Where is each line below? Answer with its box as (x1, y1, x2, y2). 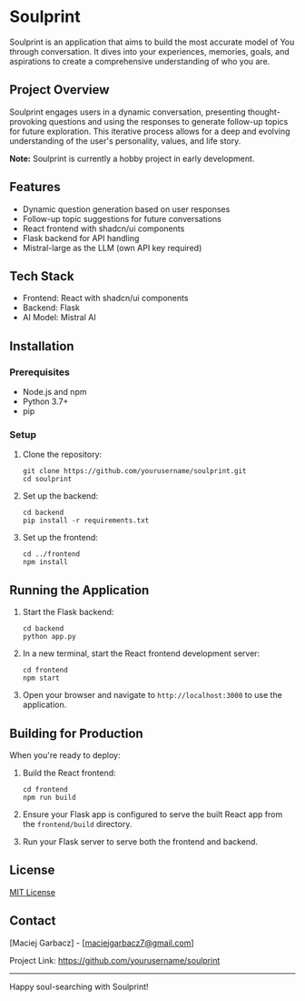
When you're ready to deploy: (9, 749, 121, 761)
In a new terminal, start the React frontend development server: (22, 648, 261, 659)
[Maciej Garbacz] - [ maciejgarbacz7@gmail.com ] (9, 937, 194, 948)
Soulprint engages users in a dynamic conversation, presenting (9, 106, 246, 117)
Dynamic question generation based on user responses (22, 203, 231, 215)
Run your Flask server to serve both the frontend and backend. (22, 835, 259, 847)
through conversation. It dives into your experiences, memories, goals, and (9, 45, 290, 56)
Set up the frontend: (22, 532, 98, 543)
